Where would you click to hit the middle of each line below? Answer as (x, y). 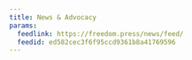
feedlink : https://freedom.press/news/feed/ (100, 34)
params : (23, 26)
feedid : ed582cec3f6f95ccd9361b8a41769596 (96, 42)
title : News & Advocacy (53, 17)
